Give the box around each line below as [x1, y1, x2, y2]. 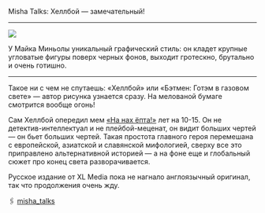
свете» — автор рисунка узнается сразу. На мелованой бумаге [8, 92, 222, 101]
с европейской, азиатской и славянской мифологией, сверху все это [8, 141, 242, 149]
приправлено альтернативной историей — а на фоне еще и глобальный [8, 149, 251, 158]
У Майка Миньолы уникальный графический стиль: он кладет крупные [8, 44, 248, 53]
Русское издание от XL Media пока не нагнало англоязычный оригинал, [8, 172, 251, 182]
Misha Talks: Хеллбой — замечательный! [8, 7, 145, 16]
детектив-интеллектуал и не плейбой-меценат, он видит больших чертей [8, 123, 256, 133]
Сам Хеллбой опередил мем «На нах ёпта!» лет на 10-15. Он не [8, 116, 222, 124]
